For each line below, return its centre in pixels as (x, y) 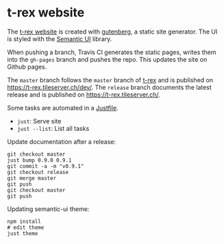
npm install (24, 221)
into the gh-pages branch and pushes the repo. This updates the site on (107, 59)
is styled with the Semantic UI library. (60, 38)
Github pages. (27, 66)
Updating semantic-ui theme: (48, 209)
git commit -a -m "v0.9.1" (46, 166)
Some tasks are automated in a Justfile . (63, 108)
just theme (23, 233)
